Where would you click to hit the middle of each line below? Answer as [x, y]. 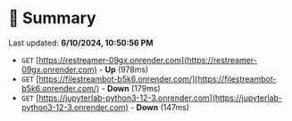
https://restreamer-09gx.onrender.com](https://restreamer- [148, 60]
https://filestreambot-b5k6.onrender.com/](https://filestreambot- [158, 78]
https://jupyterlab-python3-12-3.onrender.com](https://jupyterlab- [161, 98]
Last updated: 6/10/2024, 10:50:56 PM [81, 43]
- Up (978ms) [124, 69]
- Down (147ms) [159, 107]
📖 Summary [52, 18]
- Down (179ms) [131, 88]
